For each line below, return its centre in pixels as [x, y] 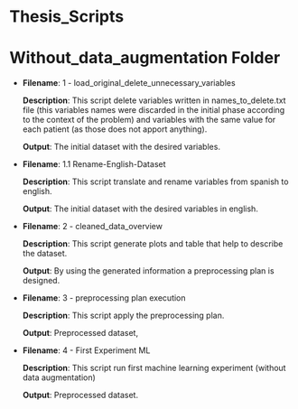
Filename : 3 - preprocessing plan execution [104, 298]
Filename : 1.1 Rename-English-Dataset [94, 164]
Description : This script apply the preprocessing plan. [123, 316]
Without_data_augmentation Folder [145, 58]
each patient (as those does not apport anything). [115, 129]
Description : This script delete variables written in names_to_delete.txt [154, 100]
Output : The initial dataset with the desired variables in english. [140, 209]
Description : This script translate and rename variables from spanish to [155, 181]
